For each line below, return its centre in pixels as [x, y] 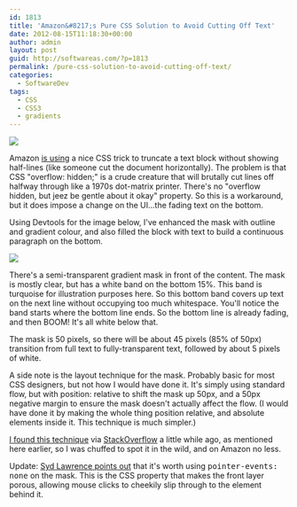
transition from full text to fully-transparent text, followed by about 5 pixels [145, 349]
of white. [25, 358]
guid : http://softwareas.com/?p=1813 [79, 58]
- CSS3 [29, 108]
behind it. [27, 495]
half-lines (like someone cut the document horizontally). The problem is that [148, 168]
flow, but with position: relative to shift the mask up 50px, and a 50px [135, 394]
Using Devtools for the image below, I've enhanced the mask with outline [142, 222]
